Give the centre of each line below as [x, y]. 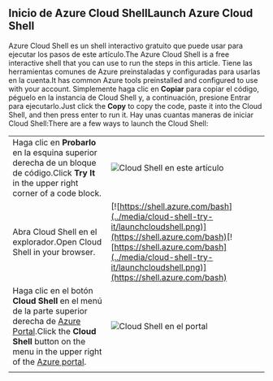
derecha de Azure [47, 321]
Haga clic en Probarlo [54, 142]
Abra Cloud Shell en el [55, 232]
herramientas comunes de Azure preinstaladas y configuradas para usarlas [134, 71]
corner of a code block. [57, 193]
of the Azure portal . [50, 362]
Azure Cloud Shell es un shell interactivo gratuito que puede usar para [126, 45]
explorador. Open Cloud [57, 241]
